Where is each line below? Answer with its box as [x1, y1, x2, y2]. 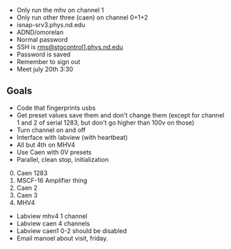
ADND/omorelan [16, 28, 64, 36]
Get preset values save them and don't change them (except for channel [16, 111, 225, 119]
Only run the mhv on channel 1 [16, 6, 104, 14]
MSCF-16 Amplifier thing [16, 176, 88, 184]
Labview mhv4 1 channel [16, 211, 88, 220]
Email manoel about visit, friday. [16, 234, 109, 242]
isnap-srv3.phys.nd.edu [16, 21, 86, 29]
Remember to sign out [16, 58, 81, 65]
